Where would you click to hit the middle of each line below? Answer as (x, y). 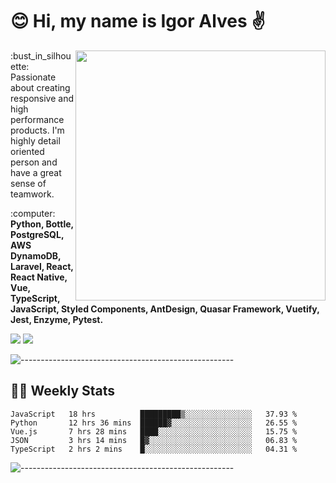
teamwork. (32, 194)
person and (34, 162)
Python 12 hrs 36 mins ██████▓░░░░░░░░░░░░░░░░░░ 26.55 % (154, 423)
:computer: (33, 213)
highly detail (35, 140)
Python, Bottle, (42, 224)
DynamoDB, (36, 255)
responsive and (42, 98)
